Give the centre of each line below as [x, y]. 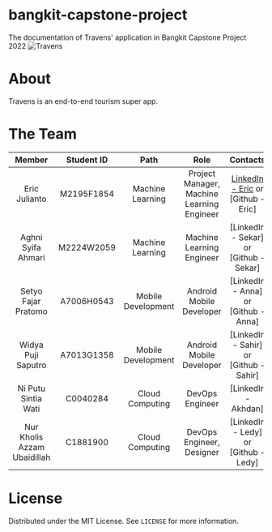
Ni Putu [32, 388]
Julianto [31, 199]
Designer [202, 452]
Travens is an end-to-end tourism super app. [83, 101]
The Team [42, 134]
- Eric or [248, 188]
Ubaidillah [32, 457]
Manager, [202, 183]
